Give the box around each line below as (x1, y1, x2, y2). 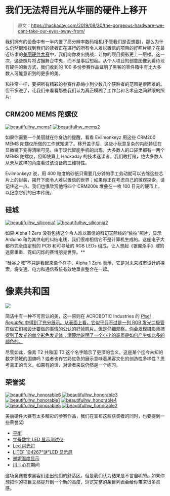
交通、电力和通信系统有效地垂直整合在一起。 (18, 266, 112, 272)
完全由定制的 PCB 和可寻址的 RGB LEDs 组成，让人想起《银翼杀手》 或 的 (14, 242, 164, 249)
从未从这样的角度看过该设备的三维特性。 (5, 159, 90, 165)
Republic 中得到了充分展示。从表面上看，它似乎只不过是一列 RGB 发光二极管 (5, 319, 165, 325)
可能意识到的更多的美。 (14, 70, 63, 76)
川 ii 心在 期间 (12, 462, 40, 468)
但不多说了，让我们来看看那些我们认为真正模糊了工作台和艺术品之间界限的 (5, 87, 160, 93)
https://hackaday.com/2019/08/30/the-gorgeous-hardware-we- (31, 22, 165, 28)
